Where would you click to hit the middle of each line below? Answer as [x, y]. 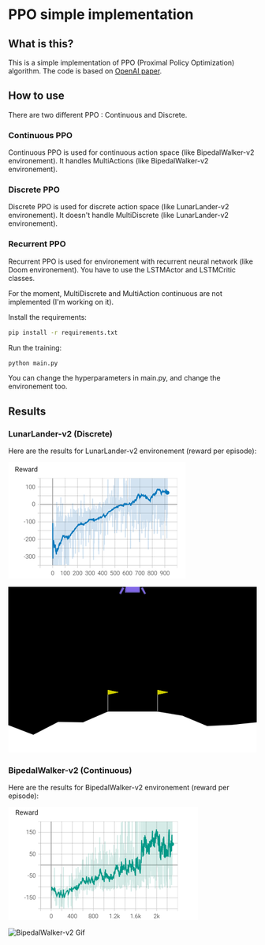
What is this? [41, 44]
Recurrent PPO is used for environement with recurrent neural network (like [131, 261]
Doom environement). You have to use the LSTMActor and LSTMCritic [122, 269]
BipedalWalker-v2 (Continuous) [70, 771]
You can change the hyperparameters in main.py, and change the [114, 378]
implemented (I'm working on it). [61, 302]
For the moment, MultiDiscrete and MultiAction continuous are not [116, 293]
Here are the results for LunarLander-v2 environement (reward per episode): [132, 451]
